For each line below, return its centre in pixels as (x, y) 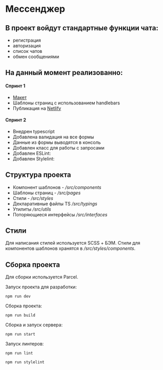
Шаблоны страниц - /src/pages (47, 193)
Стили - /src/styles (33, 198)
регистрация (27, 40)
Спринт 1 (15, 86)
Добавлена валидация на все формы (53, 137)
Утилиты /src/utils (32, 209)
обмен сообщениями (36, 57)
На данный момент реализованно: (64, 73)
